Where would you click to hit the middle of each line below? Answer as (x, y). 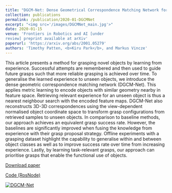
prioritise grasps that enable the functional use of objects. (66, 155)
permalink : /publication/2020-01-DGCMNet (50, 19)
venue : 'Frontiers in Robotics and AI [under (55, 34)
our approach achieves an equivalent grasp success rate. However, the (80, 122)
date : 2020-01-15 (24, 29)
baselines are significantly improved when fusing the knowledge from (79, 128)
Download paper (23, 165)
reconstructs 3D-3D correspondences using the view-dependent (74, 106)
